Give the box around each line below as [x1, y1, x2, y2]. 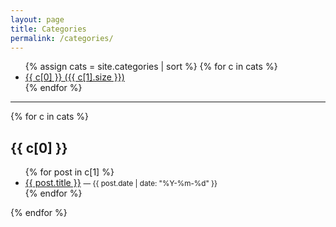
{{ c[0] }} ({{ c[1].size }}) [24, 71, 125, 83]
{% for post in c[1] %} [24, 166, 115, 178]
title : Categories [10, 24, 87, 34]
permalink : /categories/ [10, 33, 114, 43]
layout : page [10, 14, 65, 25]
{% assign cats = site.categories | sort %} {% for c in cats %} [24, 61, 278, 73]
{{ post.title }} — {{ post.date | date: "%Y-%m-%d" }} [24, 177, 218, 189]
